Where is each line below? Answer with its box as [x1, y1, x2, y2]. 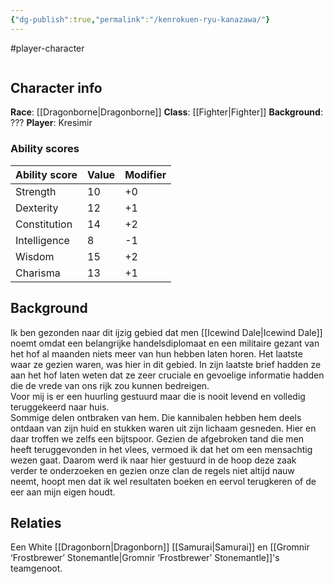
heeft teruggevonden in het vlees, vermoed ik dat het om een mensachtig [10, 443, 313, 455]
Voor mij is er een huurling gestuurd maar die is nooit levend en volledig [10, 390, 306, 402]
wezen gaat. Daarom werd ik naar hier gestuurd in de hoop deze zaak [10, 454, 297, 466]
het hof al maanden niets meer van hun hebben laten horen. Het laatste [10, 347, 303, 360]
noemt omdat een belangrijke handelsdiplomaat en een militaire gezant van [10, 337, 320, 349]
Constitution [15, 217, 73, 231]
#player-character [10, 42, 85, 54]
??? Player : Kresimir [10, 117, 93, 129]
